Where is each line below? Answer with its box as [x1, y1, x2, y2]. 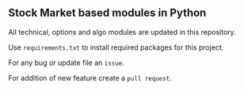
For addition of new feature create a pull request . [8, 73, 172, 82]
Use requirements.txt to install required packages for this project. [8, 43, 224, 52]
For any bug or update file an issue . [8, 58, 124, 67]
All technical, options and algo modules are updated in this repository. [8, 27, 236, 36]
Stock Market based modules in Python [8, 6, 207, 20]
